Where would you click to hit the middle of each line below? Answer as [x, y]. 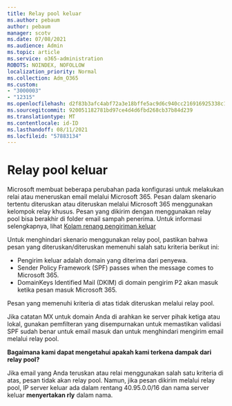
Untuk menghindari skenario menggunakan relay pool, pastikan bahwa [108, 240]
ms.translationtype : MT [41, 116]
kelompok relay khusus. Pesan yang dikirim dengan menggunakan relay [109, 211]
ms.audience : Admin [35, 46]
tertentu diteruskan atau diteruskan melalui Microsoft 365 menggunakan [110, 204]
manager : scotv [29, 33]
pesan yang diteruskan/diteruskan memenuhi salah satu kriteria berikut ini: [113, 247]
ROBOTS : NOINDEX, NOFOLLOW [46, 65]
